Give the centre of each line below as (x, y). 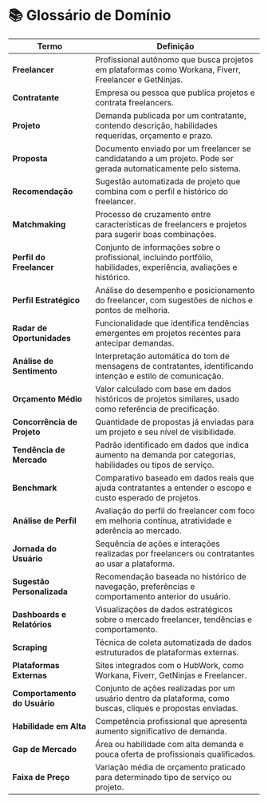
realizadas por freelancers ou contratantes (175, 553)
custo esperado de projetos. (148, 497)
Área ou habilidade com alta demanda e (169, 744)
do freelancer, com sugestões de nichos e (174, 300)
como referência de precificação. (158, 409)
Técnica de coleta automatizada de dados (173, 642)
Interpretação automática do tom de (162, 356)
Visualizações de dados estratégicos (164, 609)
